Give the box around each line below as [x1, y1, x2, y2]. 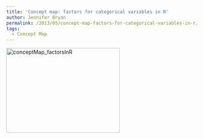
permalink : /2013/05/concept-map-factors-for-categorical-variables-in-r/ [6, 20, 199, 26]
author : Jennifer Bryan [6, 14, 66, 20]
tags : [6, 25, 20, 32]
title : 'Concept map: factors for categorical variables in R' [6, 8, 169, 15]
